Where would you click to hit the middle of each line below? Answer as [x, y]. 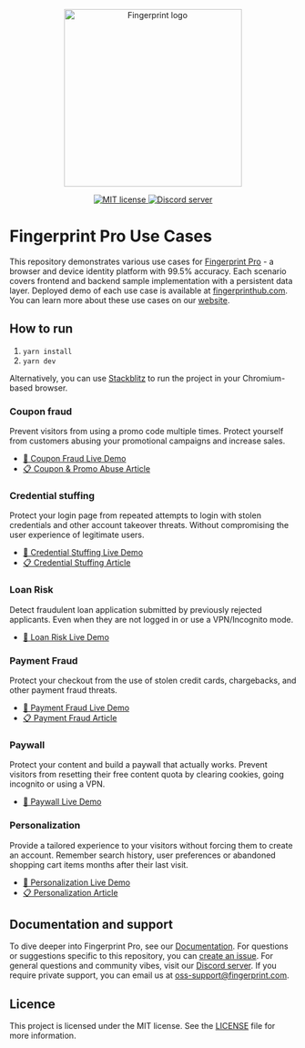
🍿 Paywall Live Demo [62, 802]
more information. [43, 1036]
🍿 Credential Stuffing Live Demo [83, 553]
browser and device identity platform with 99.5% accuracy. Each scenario [148, 271]
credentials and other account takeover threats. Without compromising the [149, 525]
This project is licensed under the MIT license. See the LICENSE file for [142, 1026]
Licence [33, 1004]
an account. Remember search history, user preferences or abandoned [142, 855]
